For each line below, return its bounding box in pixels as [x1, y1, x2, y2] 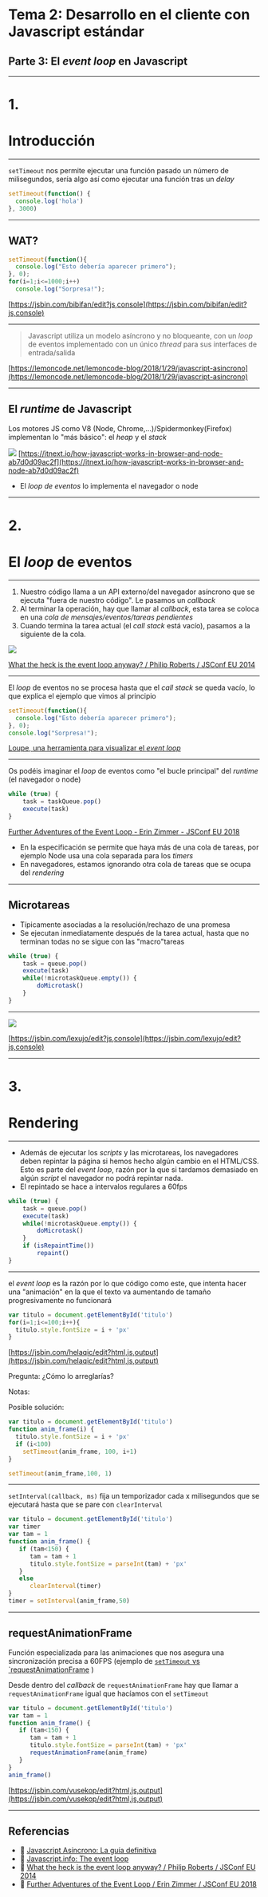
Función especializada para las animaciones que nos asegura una [8, 1647, 225, 1657]
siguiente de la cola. [19, 629, 86, 639]
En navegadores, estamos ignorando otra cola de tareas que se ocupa [19, 859, 251, 869]
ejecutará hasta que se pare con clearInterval [8, 1499, 164, 1510]
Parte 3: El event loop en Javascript [8, 54, 188, 68]
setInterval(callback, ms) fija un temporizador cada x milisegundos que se [8, 1491, 260, 1501]
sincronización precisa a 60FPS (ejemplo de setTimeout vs [8, 1656, 201, 1665]
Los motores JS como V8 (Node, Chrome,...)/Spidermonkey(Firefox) [8, 423, 233, 433]
